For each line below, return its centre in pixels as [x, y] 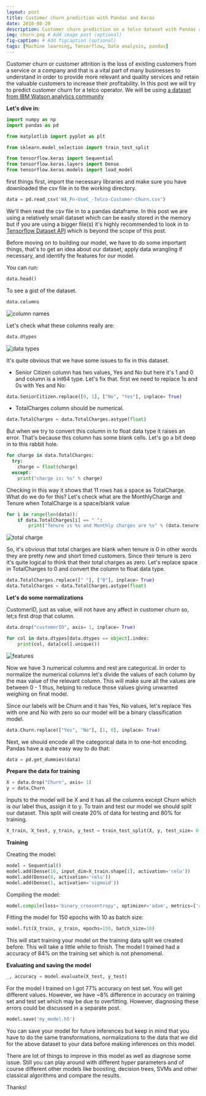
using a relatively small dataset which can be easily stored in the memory [99, 217]
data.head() [21, 279]
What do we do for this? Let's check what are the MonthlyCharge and [94, 496]
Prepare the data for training [43, 771]
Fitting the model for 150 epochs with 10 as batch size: [75, 917]
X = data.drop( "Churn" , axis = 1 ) [49, 783]
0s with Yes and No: [40, 385]
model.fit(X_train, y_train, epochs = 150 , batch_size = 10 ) [81, 929]
